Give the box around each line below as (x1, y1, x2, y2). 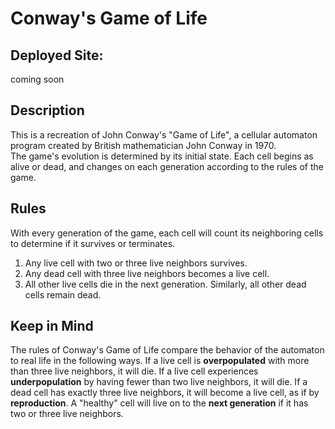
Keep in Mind (10, 318, 94, 335)
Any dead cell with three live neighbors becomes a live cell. (24, 267, 270, 279)
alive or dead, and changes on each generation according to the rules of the (10, 160, 324, 172)
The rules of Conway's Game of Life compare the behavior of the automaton (10, 344, 325, 356)
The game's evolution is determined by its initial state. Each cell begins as (10, 150, 314, 162)
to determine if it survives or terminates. (10, 237, 176, 249)
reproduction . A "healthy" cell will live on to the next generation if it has (10, 397, 309, 409)
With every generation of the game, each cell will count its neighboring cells (10, 227, 324, 239)
